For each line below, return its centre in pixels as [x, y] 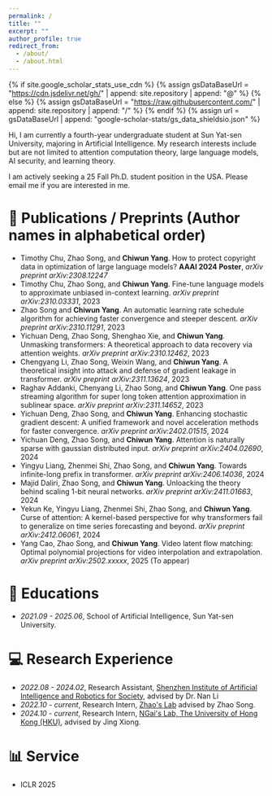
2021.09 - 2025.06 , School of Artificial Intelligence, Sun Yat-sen [127, 616]
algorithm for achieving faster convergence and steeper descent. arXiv [139, 318]
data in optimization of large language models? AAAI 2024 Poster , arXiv [142, 266]
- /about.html [39, 62]
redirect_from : [34, 46]
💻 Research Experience [91, 659]
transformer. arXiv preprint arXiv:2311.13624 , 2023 [105, 378]
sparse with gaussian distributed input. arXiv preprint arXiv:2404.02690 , [142, 448]
